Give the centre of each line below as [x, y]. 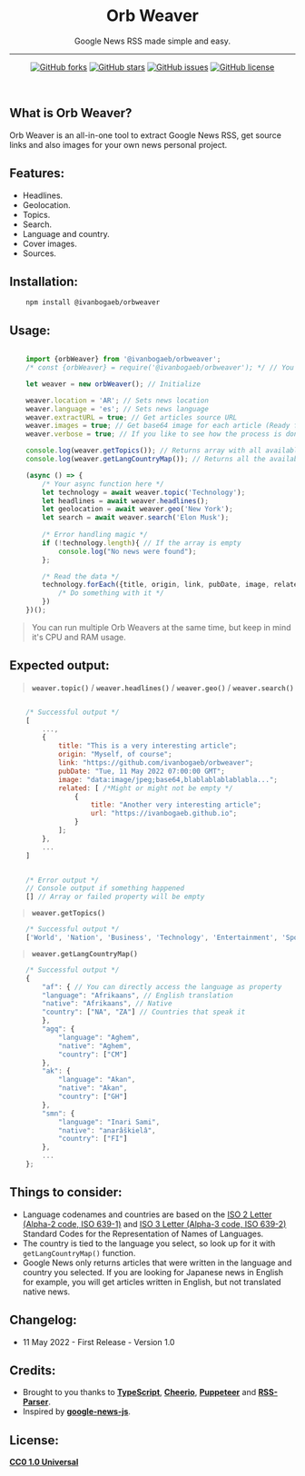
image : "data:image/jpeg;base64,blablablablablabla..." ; [168, 779]
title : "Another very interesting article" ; [176, 805]
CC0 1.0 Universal [44, 1462]
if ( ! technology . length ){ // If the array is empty [142, 543]
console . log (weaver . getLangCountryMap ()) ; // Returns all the [146, 460]
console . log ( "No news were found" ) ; [127, 551]
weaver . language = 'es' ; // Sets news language [117, 409]
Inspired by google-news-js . [77, 1412]
